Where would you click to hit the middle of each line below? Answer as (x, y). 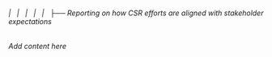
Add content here (38, 47)
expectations (30, 21)
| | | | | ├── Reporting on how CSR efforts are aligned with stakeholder (136, 13)
